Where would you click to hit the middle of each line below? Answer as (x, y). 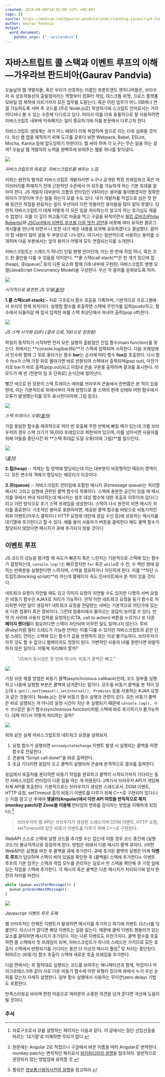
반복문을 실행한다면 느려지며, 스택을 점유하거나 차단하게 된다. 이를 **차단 (84, 570)
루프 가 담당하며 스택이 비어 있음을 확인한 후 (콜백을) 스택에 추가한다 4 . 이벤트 (83, 857)
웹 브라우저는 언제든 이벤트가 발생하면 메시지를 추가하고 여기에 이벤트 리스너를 (80, 924)
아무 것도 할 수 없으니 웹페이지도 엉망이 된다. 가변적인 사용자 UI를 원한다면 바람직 (82, 642)
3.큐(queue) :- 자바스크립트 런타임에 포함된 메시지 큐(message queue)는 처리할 (82, 485)
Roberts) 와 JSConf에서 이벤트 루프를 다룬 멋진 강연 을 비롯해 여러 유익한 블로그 (81, 222)
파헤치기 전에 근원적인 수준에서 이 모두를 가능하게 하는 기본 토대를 (89, 185)
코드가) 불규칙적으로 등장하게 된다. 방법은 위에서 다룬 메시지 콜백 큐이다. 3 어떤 (80, 844)
